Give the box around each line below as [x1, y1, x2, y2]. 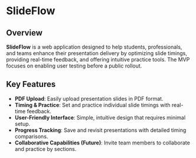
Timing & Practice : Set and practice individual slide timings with [14, 101, 171, 108]
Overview [6, 28, 43, 38]
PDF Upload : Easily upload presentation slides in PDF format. [14, 95, 164, 102]
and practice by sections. [14, 145, 77, 152]
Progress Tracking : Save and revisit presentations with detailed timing [14, 126, 187, 134]
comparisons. [14, 133, 48, 140]
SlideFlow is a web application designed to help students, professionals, [6, 43, 182, 50]
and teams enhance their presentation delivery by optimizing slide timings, [6, 50, 188, 57]
